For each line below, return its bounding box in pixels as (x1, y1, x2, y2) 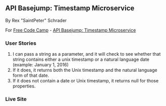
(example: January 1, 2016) (12, 62, 69, 68)
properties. (12, 83, 36, 89)
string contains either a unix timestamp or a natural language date (12, 56, 150, 62)
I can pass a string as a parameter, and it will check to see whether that (12, 51, 161, 57)
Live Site (5, 95, 27, 102)
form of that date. (12, 72, 49, 78)
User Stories (5, 40, 37, 47)
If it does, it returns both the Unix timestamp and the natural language (12, 67, 157, 73)
